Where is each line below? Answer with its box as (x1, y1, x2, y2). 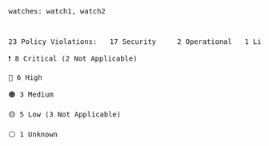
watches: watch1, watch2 (8, 7, 106, 15)
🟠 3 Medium (8, 90, 54, 99)
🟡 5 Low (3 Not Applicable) (8, 110, 122, 119)
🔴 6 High (8, 73, 42, 82)
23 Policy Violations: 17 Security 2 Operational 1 (8, 37, 250, 46)
